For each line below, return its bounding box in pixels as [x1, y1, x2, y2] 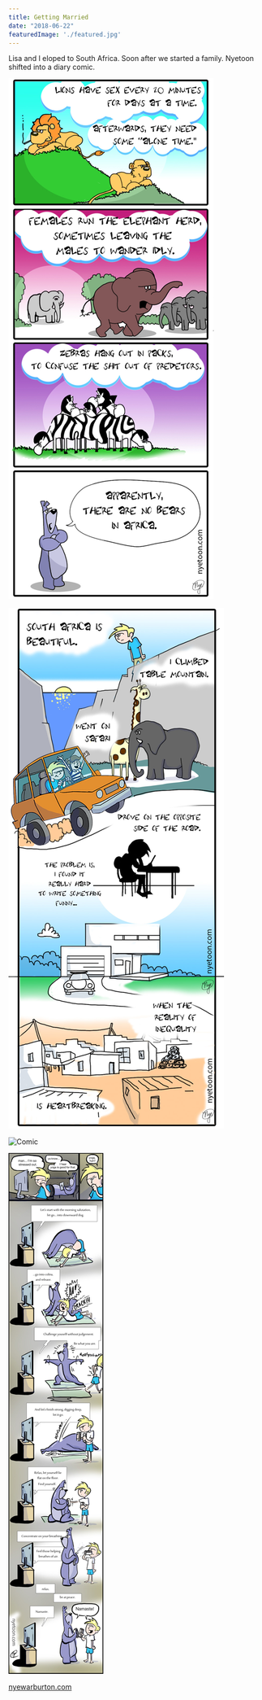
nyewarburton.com [8, 1682, 72, 1692]
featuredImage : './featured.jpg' [8, 30, 122, 38]
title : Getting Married [8, 13, 89, 21]
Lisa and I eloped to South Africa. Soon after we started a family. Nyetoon [8, 54, 254, 63]
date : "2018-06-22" [8, 21, 75, 30]
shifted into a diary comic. [8, 62, 96, 72]
